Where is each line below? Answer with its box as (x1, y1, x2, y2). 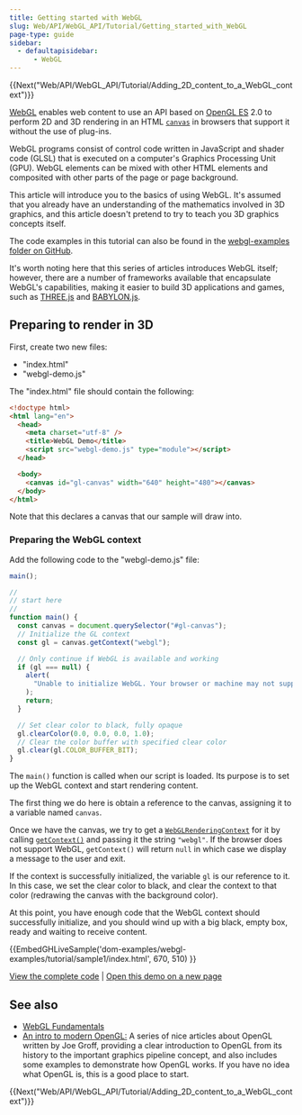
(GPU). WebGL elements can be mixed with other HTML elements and (9, 163, 268, 173)
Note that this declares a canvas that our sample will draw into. (9, 511, 243, 522)
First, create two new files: (9, 341, 108, 352)
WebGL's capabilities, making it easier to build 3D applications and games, (9, 282, 285, 293)
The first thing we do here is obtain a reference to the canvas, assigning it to (9, 798, 292, 809)
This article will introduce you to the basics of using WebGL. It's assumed (9, 190, 281, 200)
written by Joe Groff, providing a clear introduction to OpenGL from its (22, 1040, 283, 1051)
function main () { (9, 613, 78, 622)
